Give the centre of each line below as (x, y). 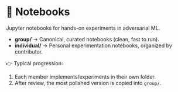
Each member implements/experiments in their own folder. (85, 77)
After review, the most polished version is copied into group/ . (88, 83)
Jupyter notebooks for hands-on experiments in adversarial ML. (83, 28)
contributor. (28, 51)
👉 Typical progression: (35, 63)
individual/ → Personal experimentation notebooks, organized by (93, 45)
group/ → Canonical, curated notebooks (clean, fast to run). (87, 39)
